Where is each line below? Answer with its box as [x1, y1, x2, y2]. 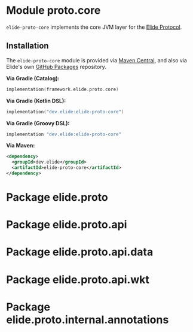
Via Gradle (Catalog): [6, 74, 60, 82]
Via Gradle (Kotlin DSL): [6, 97, 66, 104]
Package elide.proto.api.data [6, 245, 154, 259]
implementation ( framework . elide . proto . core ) [6, 86, 119, 92]
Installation [6, 41, 49, 51]
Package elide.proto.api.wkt [6, 273, 149, 286]
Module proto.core [6, 4, 101, 17]
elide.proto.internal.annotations [6, 313, 169, 327]
